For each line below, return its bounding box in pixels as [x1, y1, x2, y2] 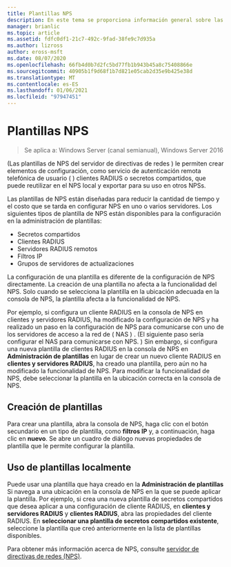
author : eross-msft [7, 49, 63, 56]
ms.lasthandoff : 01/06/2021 [7, 87, 88, 94]
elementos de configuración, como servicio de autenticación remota [7, 166, 201, 175]
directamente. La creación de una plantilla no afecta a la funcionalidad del [7, 280, 217, 288]
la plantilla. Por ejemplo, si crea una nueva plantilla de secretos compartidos [7, 495, 223, 503]
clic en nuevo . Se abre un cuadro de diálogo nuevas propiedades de [7, 434, 202, 442]
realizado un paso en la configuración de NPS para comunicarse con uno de [7, 322, 224, 331]
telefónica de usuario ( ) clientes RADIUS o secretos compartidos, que [7, 174, 206, 182]
